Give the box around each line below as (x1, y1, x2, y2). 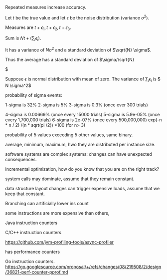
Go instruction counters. (5, 258, 55, 264)
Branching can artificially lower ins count (5, 200, 89, 206)
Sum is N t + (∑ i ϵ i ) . (5, 35, 41, 42)
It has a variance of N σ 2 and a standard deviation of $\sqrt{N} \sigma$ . (5, 46, 152, 53)
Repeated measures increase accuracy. (5, 4, 87, 10)
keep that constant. (5, 191, 45, 197)
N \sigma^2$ (5, 82, 31, 88)
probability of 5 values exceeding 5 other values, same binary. (5, 132, 133, 138)
